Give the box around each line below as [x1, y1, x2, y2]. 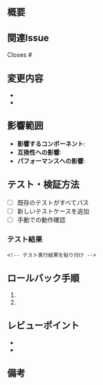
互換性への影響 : [16, 148, 62, 156]
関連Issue [7, 32, 49, 43]
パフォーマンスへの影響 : [16, 157, 86, 165]
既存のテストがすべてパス [16, 198, 89, 206]
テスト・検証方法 [7, 179, 80, 190]
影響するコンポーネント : [16, 140, 86, 148]
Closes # [7, 51, 32, 59]
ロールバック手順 [7, 272, 80, 284]
